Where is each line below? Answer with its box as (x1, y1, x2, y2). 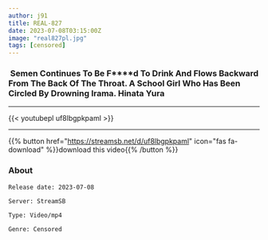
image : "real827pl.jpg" (8, 34, 88, 42)
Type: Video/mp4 (8, 211, 62, 219)
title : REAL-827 (8, 19, 62, 27)
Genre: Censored (8, 225, 62, 233)
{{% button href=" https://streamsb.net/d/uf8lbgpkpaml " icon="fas (8, 137, 227, 146)
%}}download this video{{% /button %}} (45, 145, 179, 154)
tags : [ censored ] (8, 42, 66, 50)
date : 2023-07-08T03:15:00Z (8, 26, 102, 34)
